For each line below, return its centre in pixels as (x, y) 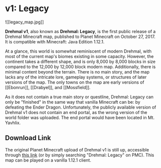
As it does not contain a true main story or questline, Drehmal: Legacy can (79, 97)
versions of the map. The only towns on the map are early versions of (75, 82)
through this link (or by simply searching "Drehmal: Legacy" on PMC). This (80, 155)
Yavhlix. (13, 123)
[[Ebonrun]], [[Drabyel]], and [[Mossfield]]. (48, 87)
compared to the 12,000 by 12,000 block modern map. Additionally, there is (80, 67)
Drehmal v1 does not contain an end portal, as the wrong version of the (76, 112)
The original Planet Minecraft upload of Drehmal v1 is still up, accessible (77, 149)
